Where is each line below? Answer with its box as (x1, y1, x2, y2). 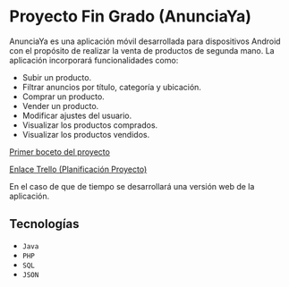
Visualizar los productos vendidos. (21, 129, 150, 139)
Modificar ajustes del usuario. (21, 110, 132, 121)
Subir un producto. (21, 72, 92, 82)
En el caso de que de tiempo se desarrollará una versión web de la (9, 181, 255, 191)
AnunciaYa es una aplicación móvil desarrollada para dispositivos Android (9, 36, 281, 46)
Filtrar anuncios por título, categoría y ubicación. (21, 81, 201, 92)
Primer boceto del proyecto (9, 146, 110, 157)
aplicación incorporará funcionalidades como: (9, 55, 179, 65)
